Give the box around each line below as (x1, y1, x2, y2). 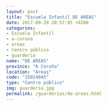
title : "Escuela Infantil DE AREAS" (6, 14, 97, 20)
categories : (6, 25, 36, 31)
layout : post (6, 8, 39, 15)
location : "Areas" (6, 69, 52, 75)
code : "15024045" (6, 74, 49, 80)
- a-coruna (6, 36, 33, 42)
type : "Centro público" (6, 80, 65, 86)
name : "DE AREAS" (6, 58, 49, 64)
